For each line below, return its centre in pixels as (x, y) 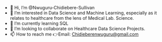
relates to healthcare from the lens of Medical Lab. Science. (72, 18)
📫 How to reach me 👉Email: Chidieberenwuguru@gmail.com (74, 34)
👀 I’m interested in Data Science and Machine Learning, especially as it (83, 13)
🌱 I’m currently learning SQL (39, 23)
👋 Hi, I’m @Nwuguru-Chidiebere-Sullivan (52, 8)
